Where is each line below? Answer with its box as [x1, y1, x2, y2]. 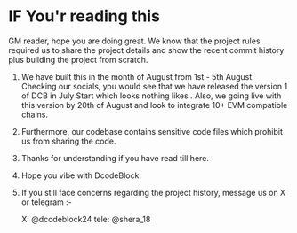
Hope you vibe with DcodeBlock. [20, 170, 141, 181]
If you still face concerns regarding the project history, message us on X [20, 187, 286, 198]
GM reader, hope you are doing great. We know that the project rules [8, 35, 261, 46]
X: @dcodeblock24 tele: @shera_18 [20, 214, 151, 224]
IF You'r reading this [8, 6, 161, 27]
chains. [20, 109, 49, 120]
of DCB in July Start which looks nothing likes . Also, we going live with [20, 90, 282, 101]
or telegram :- [20, 197, 72, 207]
